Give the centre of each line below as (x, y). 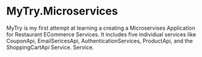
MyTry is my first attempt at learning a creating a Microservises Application (101, 28)
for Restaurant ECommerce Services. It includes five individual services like (101, 34)
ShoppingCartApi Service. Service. (50, 47)
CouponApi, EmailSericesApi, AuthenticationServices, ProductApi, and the (100, 41)
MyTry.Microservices (62, 11)
